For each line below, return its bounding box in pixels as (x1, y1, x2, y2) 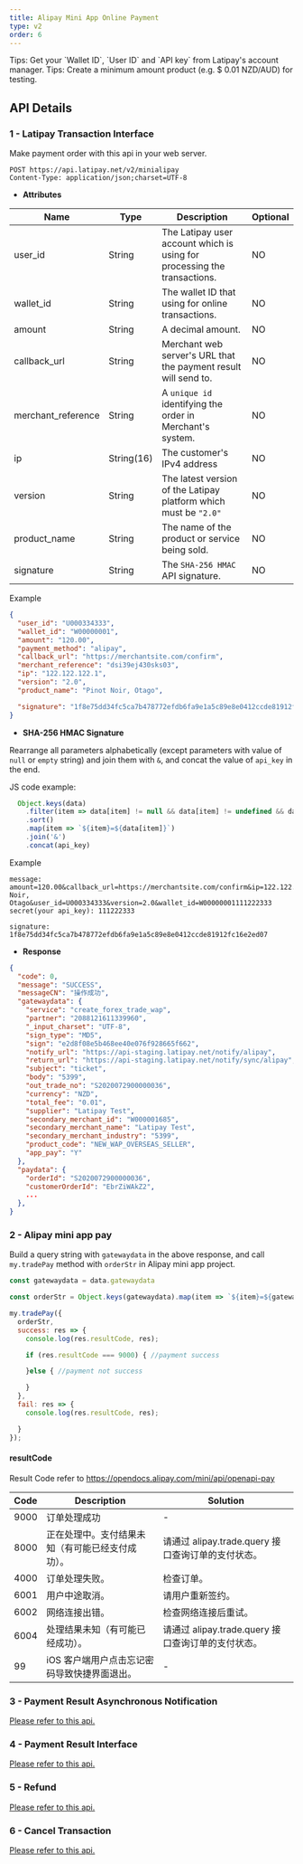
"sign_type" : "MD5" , (25, 1030, 103, 1040)
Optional (251, 211, 289, 223)
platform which (161, 495, 225, 507)
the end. (9, 763, 41, 774)
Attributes (22, 189, 62, 200)
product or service (161, 533, 241, 545)
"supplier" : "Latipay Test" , (25, 1106, 135, 1115)
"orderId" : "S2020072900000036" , (25, 1173, 151, 1183)
